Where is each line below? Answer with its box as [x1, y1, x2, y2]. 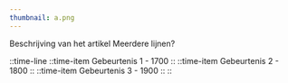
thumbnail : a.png [9, 13, 75, 23]
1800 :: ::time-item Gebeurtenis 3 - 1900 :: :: [9, 65, 172, 76]
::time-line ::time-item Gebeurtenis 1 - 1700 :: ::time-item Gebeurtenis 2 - [9, 55, 279, 66]
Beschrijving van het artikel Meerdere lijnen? [9, 38, 176, 49]
